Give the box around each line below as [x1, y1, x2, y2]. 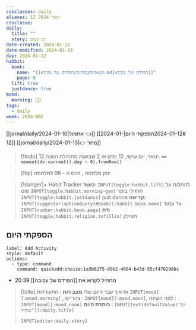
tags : [6, 102, 20, 109]
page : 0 [17, 75, 36, 81]
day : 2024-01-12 [6, 53, 46, 59]
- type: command [11, 261, 52, 267]
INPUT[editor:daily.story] [20, 318, 88, 324]
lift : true [11, 81, 39, 87]
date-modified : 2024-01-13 [6, 47, 73, 53]
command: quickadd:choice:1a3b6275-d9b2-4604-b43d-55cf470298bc [17, 266, 179, 272]
